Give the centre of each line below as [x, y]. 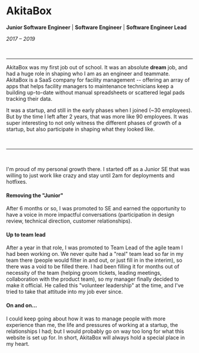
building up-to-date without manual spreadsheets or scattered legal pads [95, 92]
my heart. [18, 344]
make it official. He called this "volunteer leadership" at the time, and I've [95, 285]
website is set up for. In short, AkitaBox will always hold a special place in [96, 337]
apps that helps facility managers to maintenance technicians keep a [90, 86]
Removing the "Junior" [35, 195]
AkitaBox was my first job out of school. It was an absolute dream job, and [97, 67]
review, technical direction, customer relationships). [69, 221]
